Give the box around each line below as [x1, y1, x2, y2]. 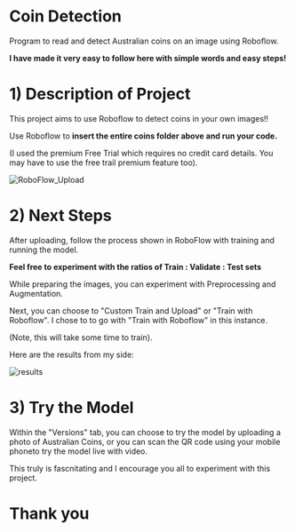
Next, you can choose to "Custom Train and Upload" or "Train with [9, 305, 253, 316]
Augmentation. [9, 288, 64, 298]
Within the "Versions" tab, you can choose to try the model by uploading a [9, 426, 282, 437]
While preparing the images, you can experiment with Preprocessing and [9, 278, 276, 290]
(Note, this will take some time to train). [9, 331, 153, 343]
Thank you [9, 504, 90, 523]
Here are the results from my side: [9, 349, 135, 360]
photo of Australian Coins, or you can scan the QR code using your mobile [9, 436, 281, 447]
